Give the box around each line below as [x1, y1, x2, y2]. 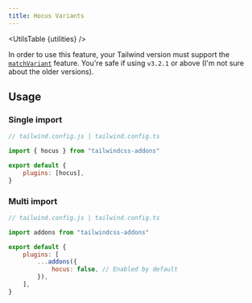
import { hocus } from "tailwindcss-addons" [8, 147, 160, 156]
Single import [8, 114, 63, 125]
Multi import [8, 195, 58, 206]
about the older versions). [8, 66, 94, 77]
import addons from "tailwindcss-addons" [8, 228, 150, 236]
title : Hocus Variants [8, 11, 85, 20]
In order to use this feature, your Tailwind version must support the [8, 49, 230, 59]
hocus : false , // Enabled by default [51, 265, 179, 274]
